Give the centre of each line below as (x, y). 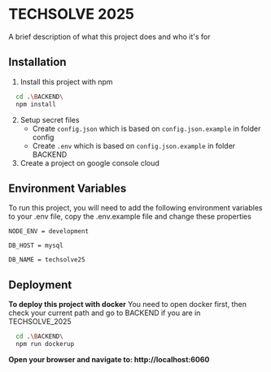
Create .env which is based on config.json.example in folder (134, 145)
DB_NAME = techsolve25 (47, 260)
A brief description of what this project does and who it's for (109, 37)
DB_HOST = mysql (36, 246)
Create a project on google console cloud (90, 162)
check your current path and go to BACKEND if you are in (105, 313)
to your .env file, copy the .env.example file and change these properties (130, 217)
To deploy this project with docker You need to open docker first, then (127, 305)
